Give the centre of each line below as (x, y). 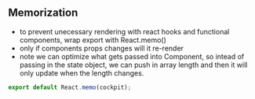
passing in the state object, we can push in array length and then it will (133, 65)
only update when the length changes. (82, 72)
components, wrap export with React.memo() (93, 40)
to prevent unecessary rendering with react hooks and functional (124, 31)
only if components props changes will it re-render (102, 48)
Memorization (43, 13)
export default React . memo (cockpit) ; (70, 87)
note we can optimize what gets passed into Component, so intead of (132, 56)
